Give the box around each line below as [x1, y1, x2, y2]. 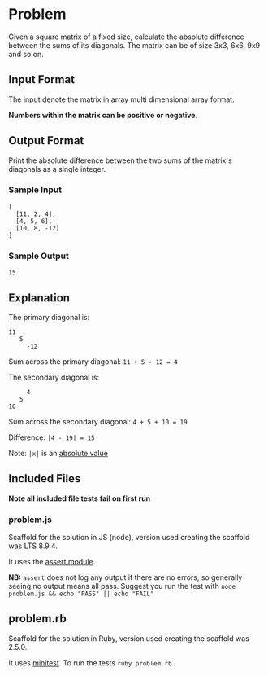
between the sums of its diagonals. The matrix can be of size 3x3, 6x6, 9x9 [8, 40, 261, 50]
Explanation [8, 291, 71, 305]
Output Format [8, 134, 84, 147]
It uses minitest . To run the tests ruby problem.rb [8, 657, 172, 668]
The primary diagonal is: [8, 312, 90, 322]
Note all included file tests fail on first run [8, 494, 151, 503]
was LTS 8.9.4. [8, 541, 58, 551]
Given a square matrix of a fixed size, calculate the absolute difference [8, 32, 245, 42]
